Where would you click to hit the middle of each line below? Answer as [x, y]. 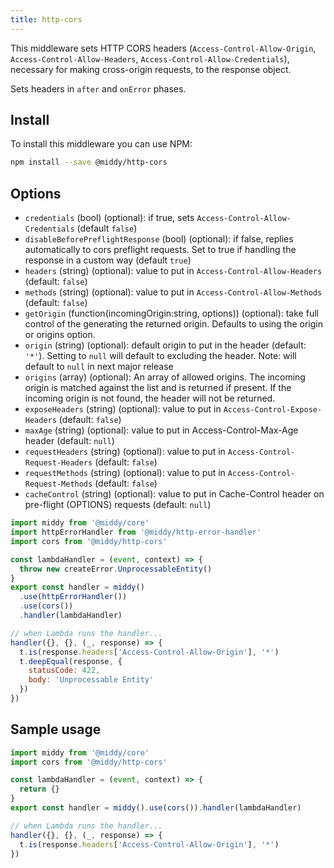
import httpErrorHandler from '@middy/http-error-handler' [136, 532]
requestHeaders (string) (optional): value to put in [125, 452]
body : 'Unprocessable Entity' [91, 680]
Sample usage [56, 729]
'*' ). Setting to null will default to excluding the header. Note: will [160, 356]
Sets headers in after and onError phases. [98, 88]
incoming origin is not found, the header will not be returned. [150, 398]
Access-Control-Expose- [273, 410]
